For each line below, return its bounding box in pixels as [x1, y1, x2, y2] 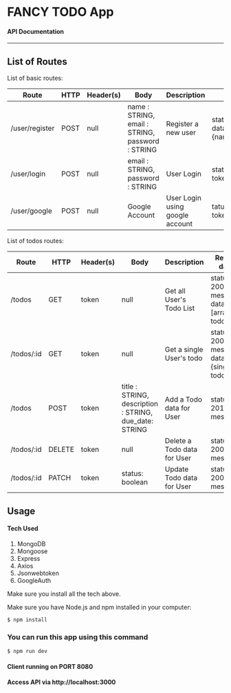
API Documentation [7, 27, 64, 35]
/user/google [10, 206, 53, 216]
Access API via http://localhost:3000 [7, 678, 116, 686]
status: [121, 469, 144, 479]
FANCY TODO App [7, 4, 114, 20]
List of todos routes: [7, 237, 64, 245]
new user [166, 128, 197, 138]
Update [164, 464, 189, 474]
